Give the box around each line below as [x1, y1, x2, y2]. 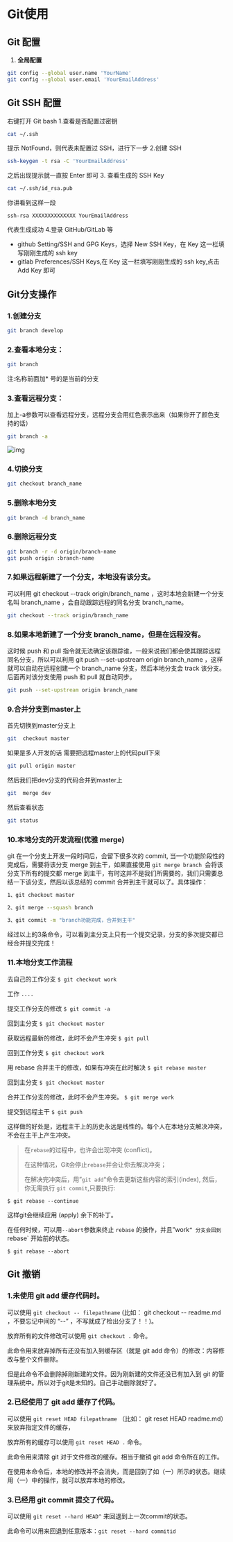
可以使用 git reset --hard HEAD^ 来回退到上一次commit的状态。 [7, 1512, 192, 1520]
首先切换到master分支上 [7, 721, 76, 730]
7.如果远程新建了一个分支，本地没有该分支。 [7, 572, 155, 582]
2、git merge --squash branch [7, 904, 94, 911]
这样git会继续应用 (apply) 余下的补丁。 [7, 1210, 117, 1219]
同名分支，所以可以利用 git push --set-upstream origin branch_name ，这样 [7, 655, 223, 663]
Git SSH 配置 [7, 97, 62, 109]
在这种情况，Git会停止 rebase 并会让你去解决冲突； [24, 1160, 167, 1169]
